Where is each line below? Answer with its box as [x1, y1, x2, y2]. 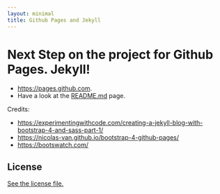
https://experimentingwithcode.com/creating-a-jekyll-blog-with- [17, 119, 203, 127]
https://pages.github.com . [17, 84, 93, 92]
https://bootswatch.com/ [17, 140, 89, 149]
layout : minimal [7, 10, 54, 17]
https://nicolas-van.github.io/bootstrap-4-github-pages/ [17, 134, 180, 142]
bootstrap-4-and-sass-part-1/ [17, 126, 104, 134]
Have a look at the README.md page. [17, 92, 125, 100]
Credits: [7, 105, 30, 113]
